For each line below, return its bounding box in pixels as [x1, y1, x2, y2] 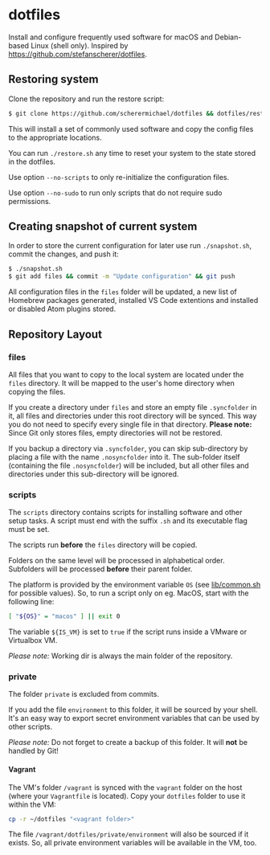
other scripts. [8, 722, 53, 732]
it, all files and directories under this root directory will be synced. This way [8, 411, 257, 420]
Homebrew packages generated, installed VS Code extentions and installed [8, 296, 259, 305]
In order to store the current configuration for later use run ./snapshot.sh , [8, 241, 252, 251]
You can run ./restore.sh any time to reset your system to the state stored [8, 148, 256, 157]
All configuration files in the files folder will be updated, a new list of [8, 287, 237, 297]
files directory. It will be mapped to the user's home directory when [8, 378, 235, 387]
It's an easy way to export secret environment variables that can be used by [8, 714, 260, 723]
